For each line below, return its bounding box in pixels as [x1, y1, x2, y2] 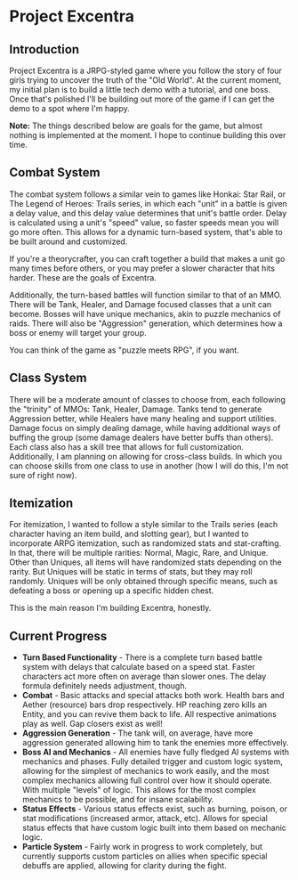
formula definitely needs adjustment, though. [21, 680, 188, 691]
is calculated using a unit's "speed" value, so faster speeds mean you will [9, 216, 279, 228]
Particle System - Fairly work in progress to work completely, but [21, 842, 262, 852]
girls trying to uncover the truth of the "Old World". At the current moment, [9, 75, 282, 86]
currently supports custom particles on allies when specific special [21, 851, 268, 861]
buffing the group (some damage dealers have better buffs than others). [9, 432, 274, 443]
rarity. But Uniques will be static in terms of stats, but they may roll [9, 566, 253, 577]
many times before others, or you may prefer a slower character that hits [9, 263, 276, 273]
